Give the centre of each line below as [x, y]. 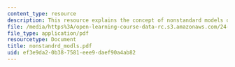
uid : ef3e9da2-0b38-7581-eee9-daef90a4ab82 [72, 53]
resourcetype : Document [42, 40]
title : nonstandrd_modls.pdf [50, 46]
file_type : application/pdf [48, 33]
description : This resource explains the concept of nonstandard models [115, 20]
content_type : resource [42, 14]
